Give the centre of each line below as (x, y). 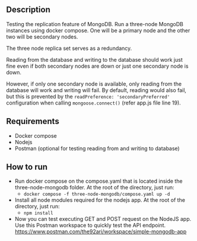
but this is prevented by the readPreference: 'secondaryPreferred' (88, 96)
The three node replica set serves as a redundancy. (69, 48)
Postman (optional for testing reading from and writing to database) (97, 148)
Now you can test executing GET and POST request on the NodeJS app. (103, 219)
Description (28, 10)
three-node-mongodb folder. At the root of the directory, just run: (94, 188)
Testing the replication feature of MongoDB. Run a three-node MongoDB (95, 24)
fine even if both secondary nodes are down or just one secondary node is (97, 66)
